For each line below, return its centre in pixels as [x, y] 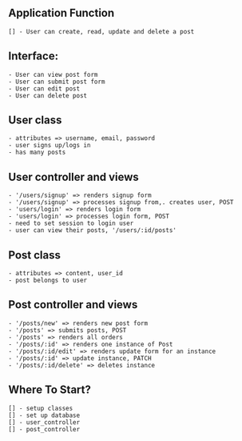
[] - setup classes [41, 408]
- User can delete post [48, 95]
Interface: [33, 56]
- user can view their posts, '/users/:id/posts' [93, 231]
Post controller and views [73, 305]
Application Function [61, 13]
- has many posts [37, 152]
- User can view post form [53, 74]
